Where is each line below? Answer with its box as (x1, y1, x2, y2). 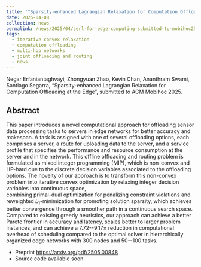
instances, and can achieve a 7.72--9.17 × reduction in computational (6, 224, 175, 232)
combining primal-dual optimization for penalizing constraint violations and (6, 191, 191, 198)
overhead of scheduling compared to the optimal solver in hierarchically (6, 231, 184, 238)
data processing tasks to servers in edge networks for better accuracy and (6, 128, 191, 135)
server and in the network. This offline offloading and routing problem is (6, 153, 184, 160)
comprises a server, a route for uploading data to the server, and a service (6, 140, 190, 147)
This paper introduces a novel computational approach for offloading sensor (6, 121, 194, 129)
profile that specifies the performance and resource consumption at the (6, 147, 183, 154)
